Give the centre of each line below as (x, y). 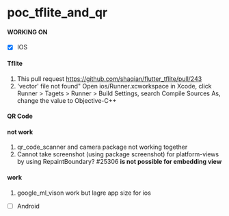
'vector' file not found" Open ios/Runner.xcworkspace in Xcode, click (114, 86)
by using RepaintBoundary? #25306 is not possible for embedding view (119, 162)
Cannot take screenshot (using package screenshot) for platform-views (118, 154)
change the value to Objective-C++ (67, 100)
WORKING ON (27, 32)
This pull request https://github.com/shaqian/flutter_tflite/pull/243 (109, 79)
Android (28, 206)
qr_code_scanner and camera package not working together (102, 147)
